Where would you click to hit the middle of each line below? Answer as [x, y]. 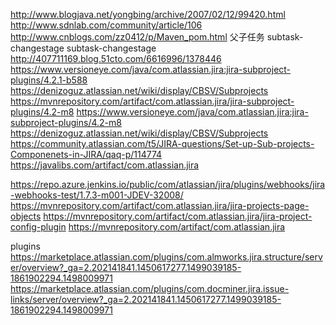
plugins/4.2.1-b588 [49, 80]
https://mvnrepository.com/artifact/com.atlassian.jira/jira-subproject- [152, 101]
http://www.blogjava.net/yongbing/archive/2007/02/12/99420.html [148, 14]
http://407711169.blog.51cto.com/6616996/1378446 [116, 58]
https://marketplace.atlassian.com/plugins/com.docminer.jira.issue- [150, 288]
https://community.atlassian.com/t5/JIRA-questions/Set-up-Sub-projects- [162, 143]
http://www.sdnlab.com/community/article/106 [106, 25]
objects [26, 216]
